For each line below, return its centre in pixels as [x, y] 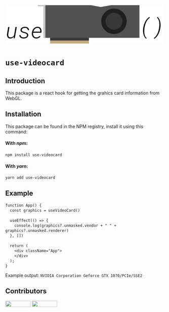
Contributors [26, 291]
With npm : [16, 143]
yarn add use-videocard [30, 178]
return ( [19, 246]
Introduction [25, 81]
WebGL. [14, 98]
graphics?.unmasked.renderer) [37, 231]
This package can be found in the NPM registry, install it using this [74, 126]
